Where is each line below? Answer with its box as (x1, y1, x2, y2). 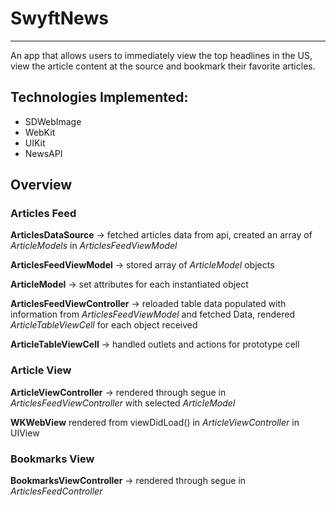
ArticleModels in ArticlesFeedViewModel (10, 240, 178, 252)
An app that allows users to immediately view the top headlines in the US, (10, 49, 313, 61)
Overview (10, 177, 73, 194)
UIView (10, 427, 40, 439)
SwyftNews (10, 7, 109, 30)
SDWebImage (24, 115, 82, 127)
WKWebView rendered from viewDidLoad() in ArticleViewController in (10, 416, 300, 428)
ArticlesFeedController (10, 485, 103, 497)
